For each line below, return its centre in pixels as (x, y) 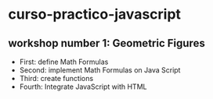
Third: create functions (56, 78)
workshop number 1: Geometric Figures (106, 43)
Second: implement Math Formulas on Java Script (100, 70)
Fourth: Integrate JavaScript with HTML (83, 87)
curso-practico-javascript (95, 14)
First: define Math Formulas (64, 62)
